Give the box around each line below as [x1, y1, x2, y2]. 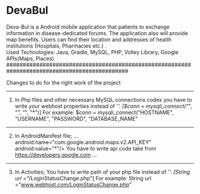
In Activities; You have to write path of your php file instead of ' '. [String [14, 168, 190, 176]
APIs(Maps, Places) [6, 55, 55, 62]
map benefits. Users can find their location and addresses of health [6, 36, 171, 43]
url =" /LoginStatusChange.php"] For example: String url [14, 174, 152, 182]
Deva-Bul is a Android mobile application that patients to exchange [6, 23, 170, 30]
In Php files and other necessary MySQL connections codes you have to [14, 96, 192, 103]
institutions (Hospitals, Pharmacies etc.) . [6, 42, 107, 49]
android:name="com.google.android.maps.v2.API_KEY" [14, 138, 152, 146]
